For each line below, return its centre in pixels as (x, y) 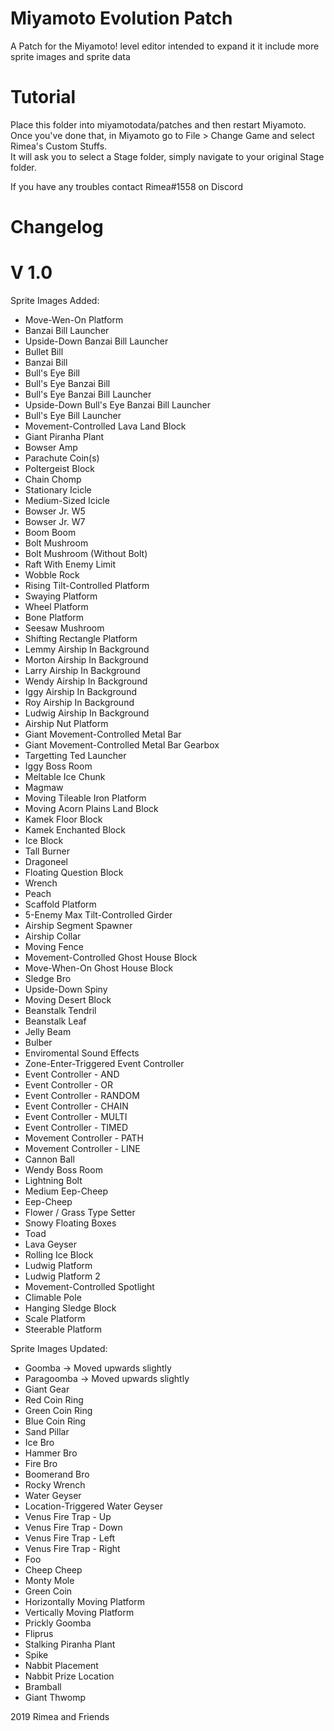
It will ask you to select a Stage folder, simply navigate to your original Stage (167, 156)
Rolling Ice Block (59, 1255)
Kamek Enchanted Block (75, 830)
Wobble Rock (52, 575)
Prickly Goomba (58, 1623)
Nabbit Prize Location (69, 1676)
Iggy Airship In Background (80, 691)
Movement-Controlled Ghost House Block (111, 957)
